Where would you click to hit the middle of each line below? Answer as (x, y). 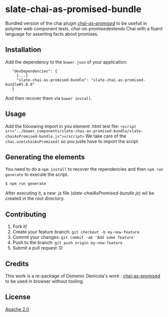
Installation (23, 50)
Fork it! (20, 227)
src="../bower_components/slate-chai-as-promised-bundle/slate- (74, 131)
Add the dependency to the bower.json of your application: (66, 62)
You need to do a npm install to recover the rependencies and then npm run (84, 169)
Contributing (26, 214)
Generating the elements (45, 157)
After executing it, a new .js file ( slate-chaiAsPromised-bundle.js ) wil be (80, 193)
